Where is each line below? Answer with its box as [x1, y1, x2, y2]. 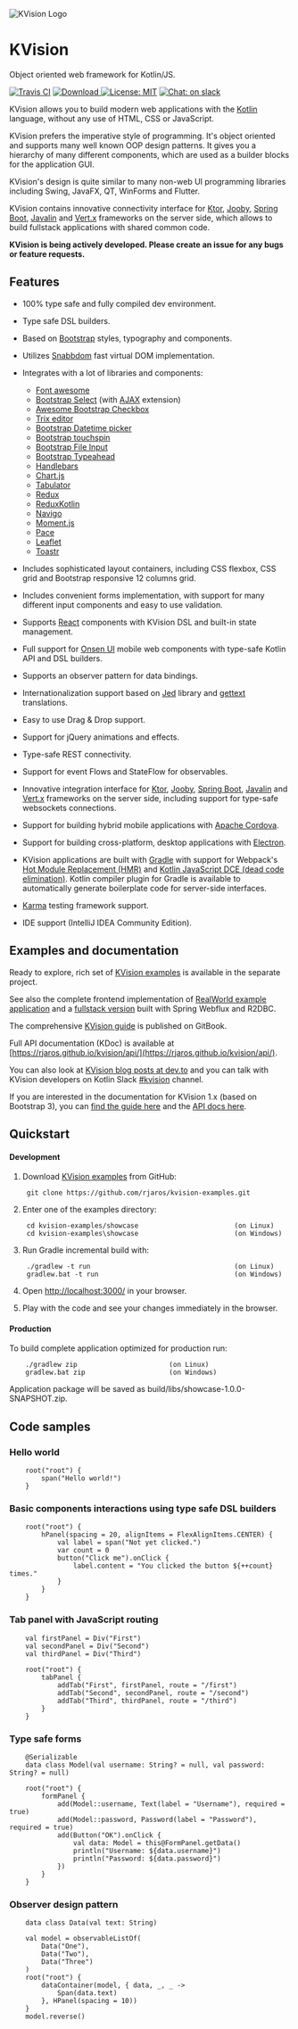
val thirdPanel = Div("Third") [25, 1649, 142, 1659]
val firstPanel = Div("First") [25, 1634, 142, 1643]
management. [21, 625, 74, 637]
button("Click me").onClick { [56, 1553, 170, 1563]
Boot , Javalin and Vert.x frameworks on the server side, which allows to [9, 212, 273, 223]
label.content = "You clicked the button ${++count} [72, 1561, 274, 1570]
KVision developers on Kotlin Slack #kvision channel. [9, 1073, 203, 1084]
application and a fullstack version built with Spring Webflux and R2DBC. [9, 1003, 277, 1014]
